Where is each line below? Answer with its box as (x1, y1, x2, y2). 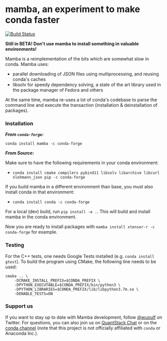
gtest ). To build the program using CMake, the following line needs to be (5, 258, 156, 264)
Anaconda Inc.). (5, 330, 39, 336)
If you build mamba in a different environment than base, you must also (5, 184, 153, 190)
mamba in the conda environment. (5, 214, 77, 220)
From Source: (5, 150, 34, 156)
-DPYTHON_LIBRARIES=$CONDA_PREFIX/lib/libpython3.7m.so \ (14, 287, 139, 292)
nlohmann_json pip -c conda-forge (12, 175, 85, 180)
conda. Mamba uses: (5, 61, 49, 67)
